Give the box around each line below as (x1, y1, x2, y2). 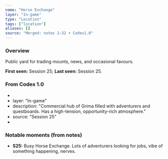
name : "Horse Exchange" (5, 7, 55, 13)
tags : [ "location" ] (5, 21, 46, 27)
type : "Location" (5, 17, 42, 22)
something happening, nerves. (12, 148, 76, 154)
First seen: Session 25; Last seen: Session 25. (5, 68, 102, 74)
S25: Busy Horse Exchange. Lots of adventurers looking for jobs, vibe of (12, 142, 163, 148)
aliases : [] (5, 26, 30, 31)
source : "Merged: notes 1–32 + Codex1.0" (5, 31, 94, 36)
